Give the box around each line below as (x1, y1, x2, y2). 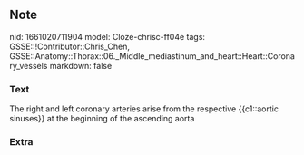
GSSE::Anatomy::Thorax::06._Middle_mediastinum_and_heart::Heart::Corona (9, 50, 295, 62)
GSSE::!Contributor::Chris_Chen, (9, 41, 130, 52)
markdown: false (49, 60, 113, 71)
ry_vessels (9, 60, 48, 71)
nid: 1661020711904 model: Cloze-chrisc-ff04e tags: (9, 31, 206, 42)
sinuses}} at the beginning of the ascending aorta (9, 113, 195, 124)
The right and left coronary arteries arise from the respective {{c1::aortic (9, 103, 279, 114)
